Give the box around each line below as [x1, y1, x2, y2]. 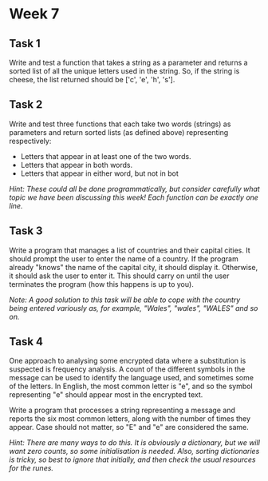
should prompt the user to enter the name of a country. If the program [9, 253, 238, 264]
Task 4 [9, 335, 43, 348]
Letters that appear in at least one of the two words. [20, 151, 191, 161]
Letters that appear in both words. [20, 160, 133, 169]
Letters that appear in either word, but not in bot [20, 169, 179, 178]
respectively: [9, 136, 52, 145]
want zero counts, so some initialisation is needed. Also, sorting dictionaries [9, 447, 260, 456]
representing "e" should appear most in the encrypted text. [9, 390, 203, 400]
